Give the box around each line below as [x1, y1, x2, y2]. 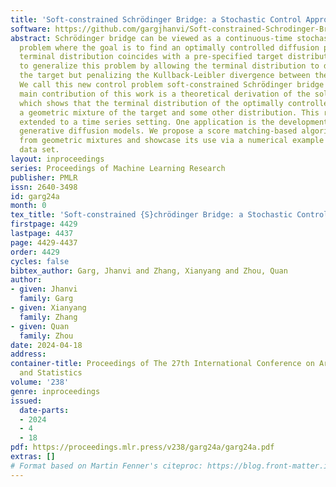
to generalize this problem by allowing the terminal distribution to [19, 61, 320, 71]
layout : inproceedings [10, 154, 105, 164]
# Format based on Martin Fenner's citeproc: [10, 461, 203, 471]
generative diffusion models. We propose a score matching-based [19, 126, 298, 136]
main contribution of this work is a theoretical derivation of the [19, 89, 311, 99]
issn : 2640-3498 [10, 182, 78, 192]
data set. [19, 145, 60, 155]
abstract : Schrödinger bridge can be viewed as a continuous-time [10, 33, 293, 43]
